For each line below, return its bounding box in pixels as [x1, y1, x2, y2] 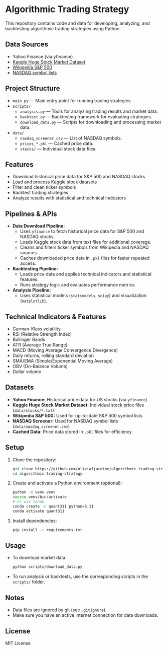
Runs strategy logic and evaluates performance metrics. [20, 282, 136, 288]
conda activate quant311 [12, 509, 65, 514]
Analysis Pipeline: [12, 287, 51, 293]
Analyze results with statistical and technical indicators [12, 195, 126, 201]
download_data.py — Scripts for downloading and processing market [20, 119, 161, 125]
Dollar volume [12, 369, 42, 375]
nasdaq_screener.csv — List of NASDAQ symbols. [20, 135, 122, 141]
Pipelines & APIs [5, 209, 57, 218]
